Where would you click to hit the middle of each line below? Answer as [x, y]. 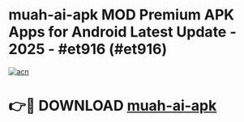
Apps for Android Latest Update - [122, 32]
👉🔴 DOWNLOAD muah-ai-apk [113, 106]
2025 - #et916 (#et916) [88, 49]
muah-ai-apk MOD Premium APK [122, 15]
